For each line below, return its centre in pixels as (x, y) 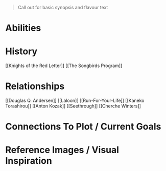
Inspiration (29, 161)
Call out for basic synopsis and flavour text (63, 7)
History (21, 51)
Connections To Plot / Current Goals (83, 127)
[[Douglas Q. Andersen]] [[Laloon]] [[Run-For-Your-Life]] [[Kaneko (75, 101)
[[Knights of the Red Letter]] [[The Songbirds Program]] (64, 66)
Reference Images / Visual (62, 150)
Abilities (23, 28)
